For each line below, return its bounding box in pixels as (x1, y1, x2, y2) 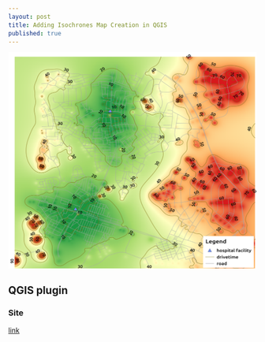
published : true (8, 29, 62, 37)
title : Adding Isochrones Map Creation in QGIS (8, 20, 168, 29)
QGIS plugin (8, 284, 69, 297)
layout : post (8, 13, 51, 20)
